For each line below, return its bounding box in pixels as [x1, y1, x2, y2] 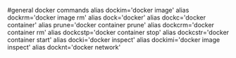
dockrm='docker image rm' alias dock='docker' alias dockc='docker [7, 13, 206, 22]
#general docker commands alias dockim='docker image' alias [7, 6, 190, 14]
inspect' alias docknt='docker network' [7, 43, 121, 51]
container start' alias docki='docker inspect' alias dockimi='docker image [7, 36, 221, 44]
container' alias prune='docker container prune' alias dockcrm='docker [7, 21, 215, 29]
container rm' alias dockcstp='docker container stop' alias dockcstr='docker [7, 28, 230, 36]
